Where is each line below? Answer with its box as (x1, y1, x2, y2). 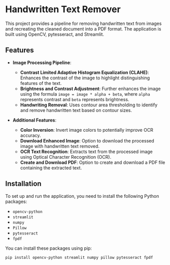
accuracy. (20, 132, 41, 138)
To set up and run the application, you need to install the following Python (5, 193, 159, 199)
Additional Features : (12, 117, 57, 123)
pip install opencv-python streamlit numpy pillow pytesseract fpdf (5, 255, 153, 260)
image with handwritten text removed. (20, 143, 100, 149)
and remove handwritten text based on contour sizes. (20, 107, 132, 113)
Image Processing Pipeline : (12, 60, 72, 66)
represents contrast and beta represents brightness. (20, 96, 129, 102)
